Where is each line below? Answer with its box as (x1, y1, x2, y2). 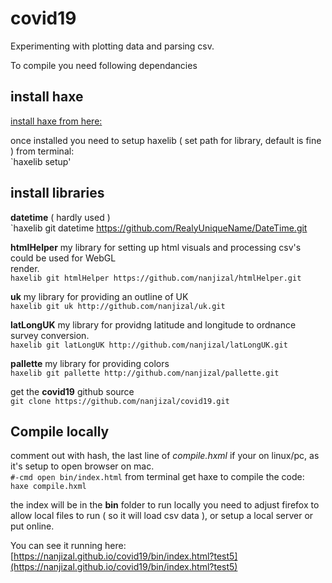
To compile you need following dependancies (10, 59, 198, 71)
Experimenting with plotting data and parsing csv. (10, 40, 215, 52)
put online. (10, 520, 55, 532)
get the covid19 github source (10, 385, 135, 397)
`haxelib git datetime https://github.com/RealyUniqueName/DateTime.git (10, 222, 308, 234)
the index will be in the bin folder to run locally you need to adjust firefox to (10, 499, 320, 511)
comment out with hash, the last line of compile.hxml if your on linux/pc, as (10, 450, 320, 462)
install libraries (10, 185, 105, 202)
